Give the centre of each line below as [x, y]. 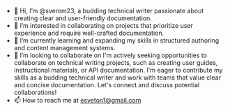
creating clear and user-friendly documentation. [83, 18]
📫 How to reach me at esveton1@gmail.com [77, 100]
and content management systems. [64, 48]
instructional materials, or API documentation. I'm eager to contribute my [118, 70]
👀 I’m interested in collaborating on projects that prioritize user [103, 25]
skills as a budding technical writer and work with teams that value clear [117, 77]
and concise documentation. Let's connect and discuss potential [107, 85]
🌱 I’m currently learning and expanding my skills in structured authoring [116, 40]
